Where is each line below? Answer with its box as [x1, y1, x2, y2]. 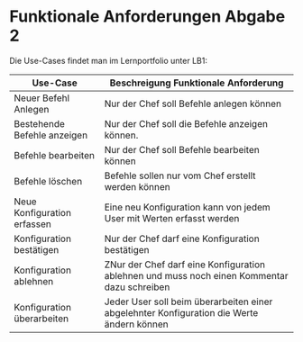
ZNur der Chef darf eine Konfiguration [104, 258, 266, 271]
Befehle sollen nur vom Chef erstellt [104, 169, 256, 182]
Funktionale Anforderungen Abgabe [9, 6, 286, 27]
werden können [104, 180, 170, 193]
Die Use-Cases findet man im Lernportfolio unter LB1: [9, 55, 207, 66]
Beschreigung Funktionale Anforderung [109, 76, 284, 89]
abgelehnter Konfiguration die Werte [104, 306, 259, 319]
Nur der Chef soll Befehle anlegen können [104, 97, 282, 110]
